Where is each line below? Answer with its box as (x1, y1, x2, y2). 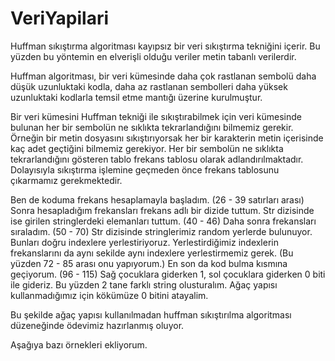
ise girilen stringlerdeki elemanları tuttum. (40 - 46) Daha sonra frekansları (10, 215, 317, 227)
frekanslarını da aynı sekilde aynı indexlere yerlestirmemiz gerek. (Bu (10, 247, 294, 259)
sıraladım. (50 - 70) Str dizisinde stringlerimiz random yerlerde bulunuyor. (10, 225, 313, 237)
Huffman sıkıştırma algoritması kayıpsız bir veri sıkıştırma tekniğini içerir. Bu (10, 40, 321, 52)
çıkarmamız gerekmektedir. (10, 174, 123, 186)
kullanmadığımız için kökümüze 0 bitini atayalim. (10, 289, 209, 301)
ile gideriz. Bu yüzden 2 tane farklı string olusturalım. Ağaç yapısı (10, 278, 278, 291)
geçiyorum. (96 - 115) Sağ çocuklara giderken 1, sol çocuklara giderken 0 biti (10, 268, 326, 280)
